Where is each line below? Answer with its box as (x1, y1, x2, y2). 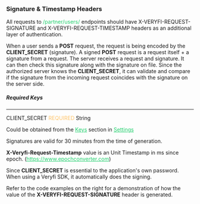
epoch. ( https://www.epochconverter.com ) (6, 155, 111, 162)
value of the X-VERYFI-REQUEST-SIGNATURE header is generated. (6, 191, 173, 198)
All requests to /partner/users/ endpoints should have (6, 18, 137, 26)
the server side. (6, 80, 45, 87)
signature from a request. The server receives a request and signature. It (6, 55, 185, 62)
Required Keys (6, 94, 43, 101)
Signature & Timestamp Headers (6, 5, 102, 13)
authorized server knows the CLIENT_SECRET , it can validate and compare (6, 68, 190, 75)
